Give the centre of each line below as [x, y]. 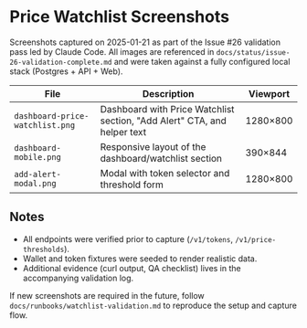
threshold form [132, 185]
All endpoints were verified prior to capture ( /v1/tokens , [127, 238]
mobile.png [37, 157]
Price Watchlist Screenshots [120, 17]
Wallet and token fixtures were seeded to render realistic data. [140, 259]
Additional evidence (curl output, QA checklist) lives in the [132, 268]
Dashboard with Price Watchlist [167, 109]
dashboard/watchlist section [161, 158]
